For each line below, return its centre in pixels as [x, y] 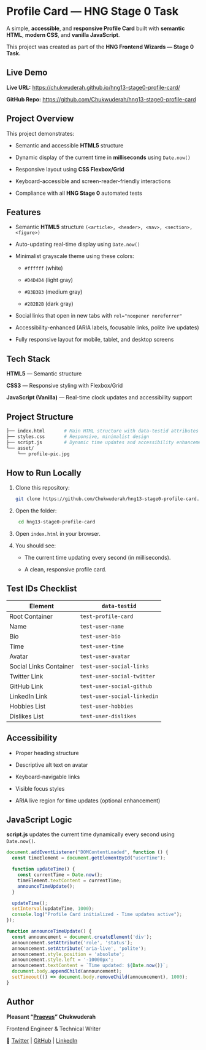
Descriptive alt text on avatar [51, 765]
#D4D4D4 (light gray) [49, 280]
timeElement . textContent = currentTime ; [70, 880]
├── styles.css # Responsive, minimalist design [78, 437]
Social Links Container [42, 666]
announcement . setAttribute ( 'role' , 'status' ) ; [72, 942]
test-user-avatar [105, 656]
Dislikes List [27, 716]
